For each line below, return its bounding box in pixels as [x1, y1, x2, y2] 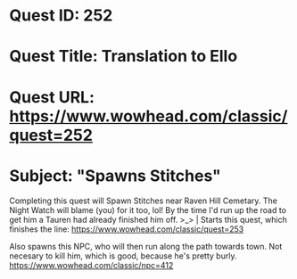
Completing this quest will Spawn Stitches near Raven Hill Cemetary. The [9, 195, 278, 206]
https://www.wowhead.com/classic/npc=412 [9, 259, 174, 270]
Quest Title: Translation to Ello [9, 46, 238, 67]
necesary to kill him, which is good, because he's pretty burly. [9, 250, 237, 261]
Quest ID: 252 [9, 5, 113, 26]
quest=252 [9, 125, 94, 145]
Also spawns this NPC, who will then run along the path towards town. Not [9, 241, 283, 251]
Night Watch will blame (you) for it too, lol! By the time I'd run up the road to [9, 204, 287, 215]
